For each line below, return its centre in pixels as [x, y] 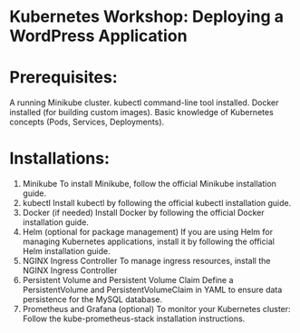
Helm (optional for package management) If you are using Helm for [148, 232]
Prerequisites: [63, 78]
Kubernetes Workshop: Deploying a [146, 17]
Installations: [60, 158]
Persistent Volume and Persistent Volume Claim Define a [128, 280]
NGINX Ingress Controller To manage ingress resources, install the [146, 261]
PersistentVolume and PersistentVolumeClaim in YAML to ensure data [152, 290]
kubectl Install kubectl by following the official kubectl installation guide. [157, 203]
